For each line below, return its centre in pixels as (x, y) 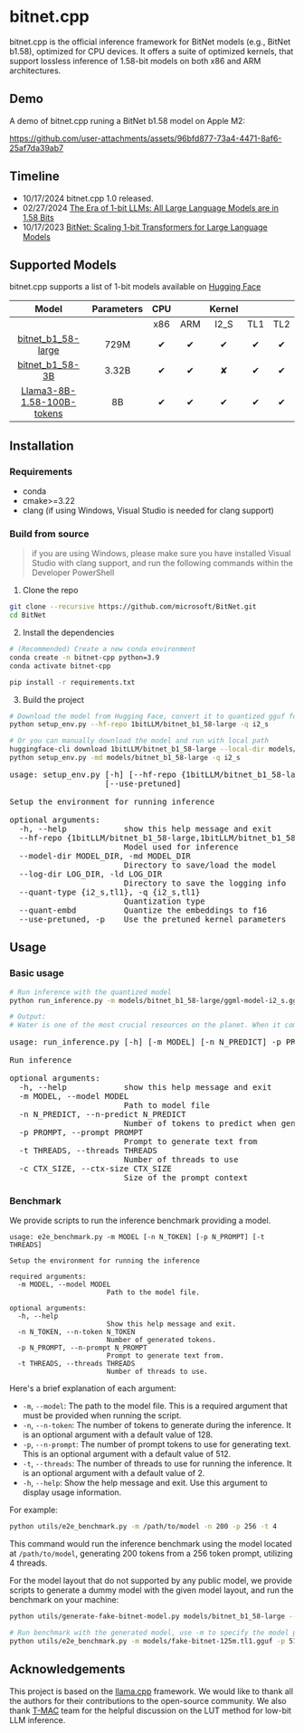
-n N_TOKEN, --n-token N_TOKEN (76, 1332)
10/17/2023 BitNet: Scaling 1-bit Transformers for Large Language (145, 227)
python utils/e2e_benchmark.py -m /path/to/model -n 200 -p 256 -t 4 (143, 1527)
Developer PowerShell (73, 573)
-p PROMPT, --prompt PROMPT (81, 1133)
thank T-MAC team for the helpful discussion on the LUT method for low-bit (151, 1710)
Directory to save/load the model (200, 865)
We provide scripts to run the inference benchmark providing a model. (140, 1221)
